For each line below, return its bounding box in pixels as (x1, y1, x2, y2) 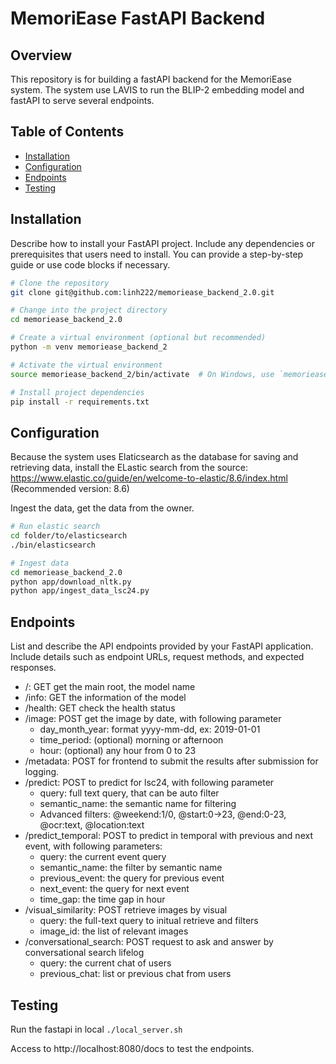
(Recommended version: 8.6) (10, 483, 130, 495)
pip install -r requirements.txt (10, 397, 150, 407)
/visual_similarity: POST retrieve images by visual (24, 904, 228, 916)
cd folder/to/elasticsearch (10, 531, 128, 541)
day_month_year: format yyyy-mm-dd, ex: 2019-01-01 (39, 723, 261, 736)
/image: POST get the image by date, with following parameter (24, 713, 282, 725)
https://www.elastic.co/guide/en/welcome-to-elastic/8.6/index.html (10, 472, 288, 484)
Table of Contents (10, 123, 125, 141)
